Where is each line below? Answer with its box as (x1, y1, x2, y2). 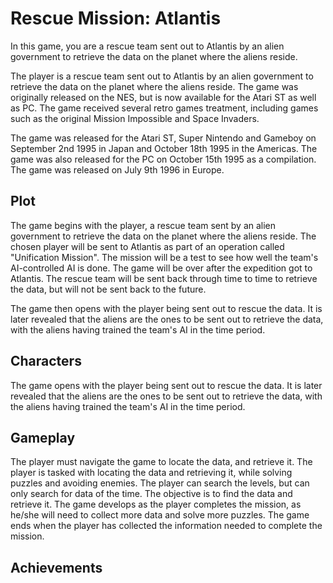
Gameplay (10, 429, 76, 446)
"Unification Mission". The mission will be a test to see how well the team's (10, 251, 319, 263)
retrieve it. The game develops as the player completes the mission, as (10, 498, 302, 511)
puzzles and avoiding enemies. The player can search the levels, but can (10, 477, 310, 489)
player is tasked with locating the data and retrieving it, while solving (10, 467, 293, 479)
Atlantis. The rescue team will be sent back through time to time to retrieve (10, 272, 318, 284)
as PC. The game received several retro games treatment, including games (10, 102, 319, 114)
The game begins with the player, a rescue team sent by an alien (10, 219, 277, 231)
